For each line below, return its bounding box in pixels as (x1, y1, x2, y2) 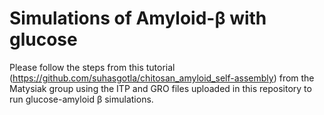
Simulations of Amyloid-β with (9, 7, 267, 30)
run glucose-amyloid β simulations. (9, 93, 154, 105)
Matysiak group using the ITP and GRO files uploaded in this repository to (9, 82, 312, 94)
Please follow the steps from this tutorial (9, 61, 176, 73)
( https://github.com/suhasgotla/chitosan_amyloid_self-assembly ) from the (9, 72, 315, 84)
